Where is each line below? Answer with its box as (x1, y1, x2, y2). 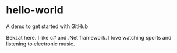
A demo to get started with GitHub (6, 23, 88, 30)
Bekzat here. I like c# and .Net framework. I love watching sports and (6, 34, 172, 41)
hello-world (6, 3, 64, 17)
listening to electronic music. (6, 40, 75, 47)
